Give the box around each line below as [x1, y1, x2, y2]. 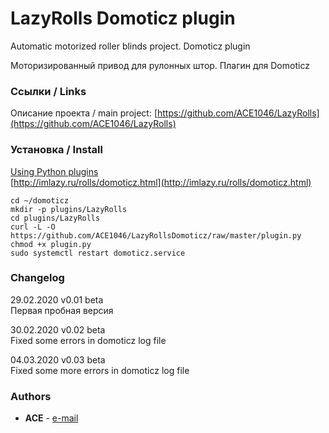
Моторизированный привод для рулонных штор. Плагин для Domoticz [10, 59, 310, 71]
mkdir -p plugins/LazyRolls [10, 204, 128, 214]
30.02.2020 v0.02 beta [10, 323, 106, 336]
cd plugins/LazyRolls [10, 213, 101, 223]
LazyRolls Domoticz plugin [10, 7, 236, 30]
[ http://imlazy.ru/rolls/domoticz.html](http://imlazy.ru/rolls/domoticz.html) [10, 176, 312, 188]
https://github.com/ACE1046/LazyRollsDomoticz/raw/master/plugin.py [10, 230, 302, 241]
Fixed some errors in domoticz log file [10, 334, 167, 346]
